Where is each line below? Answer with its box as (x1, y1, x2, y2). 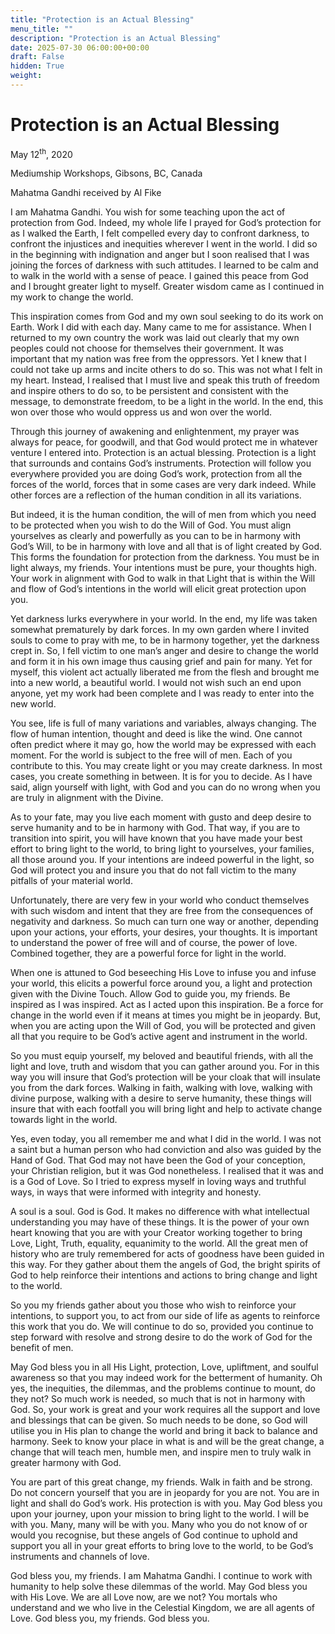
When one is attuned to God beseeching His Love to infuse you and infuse (10, 967, 317, 979)
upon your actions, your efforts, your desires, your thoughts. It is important (10, 926, 318, 938)
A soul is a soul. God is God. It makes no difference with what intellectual (10, 1206, 310, 1218)
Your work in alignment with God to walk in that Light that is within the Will (10, 572, 316, 585)
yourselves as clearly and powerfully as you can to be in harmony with (10, 530, 301, 542)
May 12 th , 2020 (10, 146, 73, 160)
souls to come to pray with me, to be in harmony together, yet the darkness (10, 634, 320, 646)
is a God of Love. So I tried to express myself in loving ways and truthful (10, 1176, 307, 1188)
